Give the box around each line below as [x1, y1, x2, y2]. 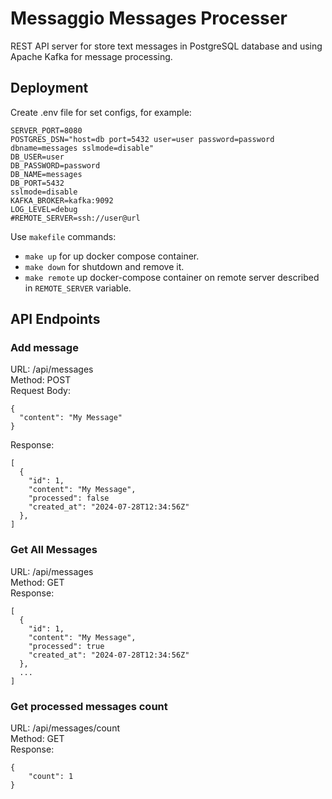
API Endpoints [10, 311, 101, 328]
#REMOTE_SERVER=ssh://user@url [10, 213, 141, 223]
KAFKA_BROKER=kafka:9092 [10, 195, 114, 206]
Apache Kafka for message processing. [10, 50, 173, 62]
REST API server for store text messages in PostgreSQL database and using [10, 40, 323, 52]
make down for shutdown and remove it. [24, 260, 185, 272]
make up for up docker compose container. [24, 250, 200, 262]
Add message [10, 341, 79, 355]
